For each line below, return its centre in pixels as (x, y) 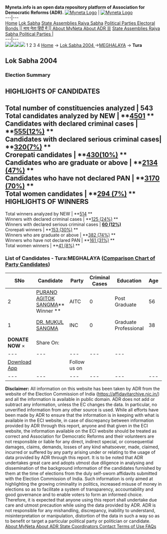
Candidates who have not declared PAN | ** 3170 (83, 178)
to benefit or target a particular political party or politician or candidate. (78, 521)
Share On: (48, 343)
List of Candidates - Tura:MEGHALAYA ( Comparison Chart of (80, 258)
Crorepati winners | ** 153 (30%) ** (42, 229)
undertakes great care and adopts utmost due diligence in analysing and (79, 463)
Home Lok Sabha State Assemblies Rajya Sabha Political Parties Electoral (80, 23)
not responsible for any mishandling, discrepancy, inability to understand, (80, 510)
